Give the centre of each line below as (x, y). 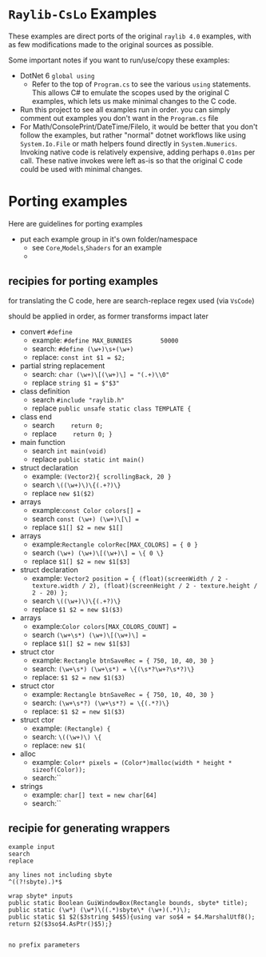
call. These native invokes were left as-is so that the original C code (131, 160)
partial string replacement (62, 366)
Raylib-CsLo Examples (83, 14)
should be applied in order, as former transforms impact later (109, 316)
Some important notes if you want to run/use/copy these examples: (119, 60)
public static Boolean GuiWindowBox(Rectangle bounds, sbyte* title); (128, 903)
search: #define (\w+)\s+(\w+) (83, 348)
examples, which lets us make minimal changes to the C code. (134, 101)
